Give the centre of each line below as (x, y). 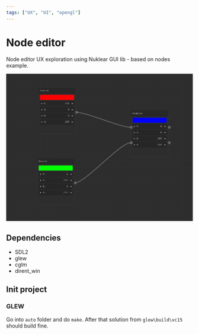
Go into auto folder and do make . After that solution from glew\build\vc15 (94, 319)
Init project (27, 290)
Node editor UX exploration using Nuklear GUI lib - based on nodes (88, 59)
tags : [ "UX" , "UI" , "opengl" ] (44, 12)
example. (17, 65)
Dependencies (33, 238)
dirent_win (27, 271)
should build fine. (27, 326)
